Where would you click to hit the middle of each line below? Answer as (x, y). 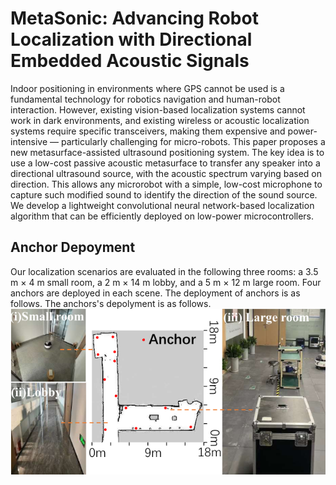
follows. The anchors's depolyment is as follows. (111, 303)
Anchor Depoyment (73, 247)
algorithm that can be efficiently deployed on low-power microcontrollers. (162, 216)
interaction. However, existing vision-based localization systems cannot (158, 109)
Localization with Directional (131, 39)
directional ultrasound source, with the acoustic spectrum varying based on (166, 173)
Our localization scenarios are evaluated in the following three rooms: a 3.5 (164, 271)
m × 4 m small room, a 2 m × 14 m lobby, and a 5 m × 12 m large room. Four (166, 282)
